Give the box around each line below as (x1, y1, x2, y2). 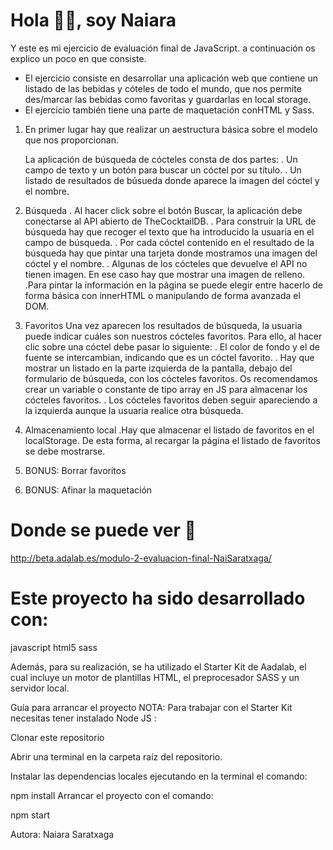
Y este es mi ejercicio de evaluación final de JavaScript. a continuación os (10, 42, 316, 54)
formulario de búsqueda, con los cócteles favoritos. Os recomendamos (24, 372, 318, 384)
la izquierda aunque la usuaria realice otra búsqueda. (24, 404, 244, 416)
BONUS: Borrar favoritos (24, 464, 127, 476)
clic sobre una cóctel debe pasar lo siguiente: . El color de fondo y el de (24, 340, 321, 353)
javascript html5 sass (10, 641, 98, 653)
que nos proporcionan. (24, 134, 119, 146)
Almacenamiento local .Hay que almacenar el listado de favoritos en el (24, 424, 315, 436)
